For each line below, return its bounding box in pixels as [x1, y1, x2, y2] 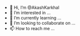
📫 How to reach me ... [9, 26, 55, 31]
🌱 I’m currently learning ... [9, 15, 62, 20]
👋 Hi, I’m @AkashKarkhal [9, 5, 60, 10]
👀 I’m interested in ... [9, 10, 51, 16]
